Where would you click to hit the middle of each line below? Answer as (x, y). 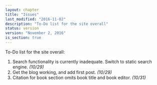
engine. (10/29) (28, 67)
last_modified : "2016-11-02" (35, 19)
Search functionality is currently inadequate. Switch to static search (82, 61)
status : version (22, 28)
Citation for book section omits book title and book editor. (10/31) (79, 77)
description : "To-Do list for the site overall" (57, 24)
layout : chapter (22, 10)
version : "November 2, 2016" (35, 33)
